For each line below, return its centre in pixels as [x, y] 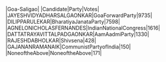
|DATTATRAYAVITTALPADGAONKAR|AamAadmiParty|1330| [77, 34]
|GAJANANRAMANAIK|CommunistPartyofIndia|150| [68, 47]
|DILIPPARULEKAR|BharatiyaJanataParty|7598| [63, 22]
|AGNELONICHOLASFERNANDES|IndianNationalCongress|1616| [83, 28]
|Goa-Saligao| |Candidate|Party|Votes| [53, 9]
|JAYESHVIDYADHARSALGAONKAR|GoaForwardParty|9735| [79, 15]
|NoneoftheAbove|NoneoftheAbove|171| [54, 53]
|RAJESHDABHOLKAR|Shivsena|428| [51, 40]
